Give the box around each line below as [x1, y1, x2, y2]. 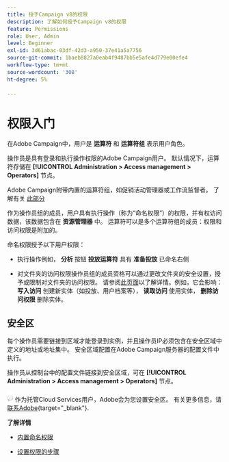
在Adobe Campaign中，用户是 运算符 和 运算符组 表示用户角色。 [7, 140, 189, 148]
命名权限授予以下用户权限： [7, 240, 85, 249]
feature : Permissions [7, 25, 69, 32]
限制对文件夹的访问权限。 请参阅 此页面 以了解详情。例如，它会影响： [29, 278, 223, 287]
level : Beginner [7, 40, 53, 47]
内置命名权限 [16, 433, 53, 441]
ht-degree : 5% [7, 76, 48, 83]
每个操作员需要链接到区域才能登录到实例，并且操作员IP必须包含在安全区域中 [7, 337, 222, 345]
